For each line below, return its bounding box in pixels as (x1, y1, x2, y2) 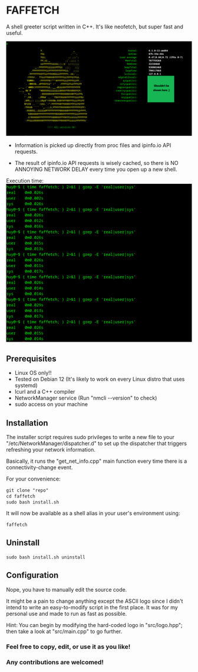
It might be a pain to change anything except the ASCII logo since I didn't (6, 598, 183, 605)
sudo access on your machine (14, 401, 88, 408)
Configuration (6, 570, 59, 580)
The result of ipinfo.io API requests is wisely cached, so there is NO (14, 160, 179, 167)
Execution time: (6, 177, 44, 184)
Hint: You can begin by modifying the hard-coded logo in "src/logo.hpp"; (6, 621, 183, 628)
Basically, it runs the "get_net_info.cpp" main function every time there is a (6, 457, 187, 465)
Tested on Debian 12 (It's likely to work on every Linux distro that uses (14, 376, 185, 383)
